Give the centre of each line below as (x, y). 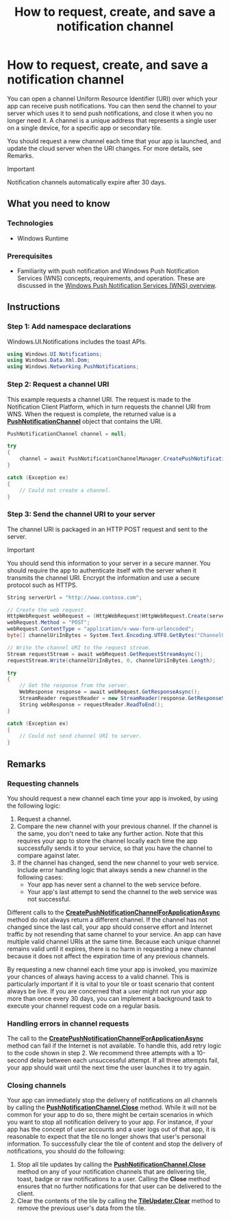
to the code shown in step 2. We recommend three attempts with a (101, 1053)
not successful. (49, 899)
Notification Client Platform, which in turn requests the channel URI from (109, 407)
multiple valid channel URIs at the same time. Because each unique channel (114, 941)
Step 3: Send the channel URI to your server (81, 514)
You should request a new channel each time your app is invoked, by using (113, 798)
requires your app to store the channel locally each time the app (107, 841)
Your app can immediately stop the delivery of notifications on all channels (112, 1100)
